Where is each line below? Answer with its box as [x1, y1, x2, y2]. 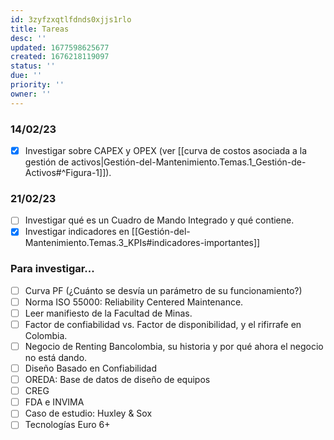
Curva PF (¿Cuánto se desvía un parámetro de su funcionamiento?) [24, 284, 303, 296]
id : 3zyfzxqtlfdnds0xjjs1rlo [10, 14, 132, 25]
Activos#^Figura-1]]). [24, 166, 112, 178]
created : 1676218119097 [10, 52, 110, 62]
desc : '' [10, 33, 47, 43]
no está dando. [24, 352, 88, 364]
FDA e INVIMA [24, 396, 85, 408]
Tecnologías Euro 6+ [24, 419, 111, 431]
